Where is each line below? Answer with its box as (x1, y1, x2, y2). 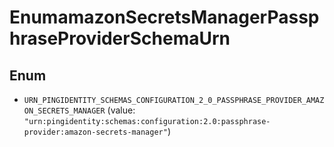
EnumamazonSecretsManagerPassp (9, 6, 320, 29)
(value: (107, 104, 136, 116)
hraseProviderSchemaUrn (9, 27, 231, 50)
